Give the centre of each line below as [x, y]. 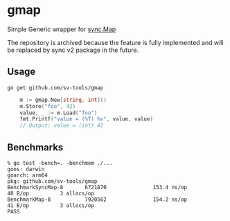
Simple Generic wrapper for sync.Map [62, 29]
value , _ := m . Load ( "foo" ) [59, 113]
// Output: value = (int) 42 [62, 126]
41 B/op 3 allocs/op [51, 205]
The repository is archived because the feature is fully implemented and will [115, 42]
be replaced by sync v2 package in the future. [73, 50]
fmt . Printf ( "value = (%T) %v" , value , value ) [87, 119]
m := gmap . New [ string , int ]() [63, 100]
